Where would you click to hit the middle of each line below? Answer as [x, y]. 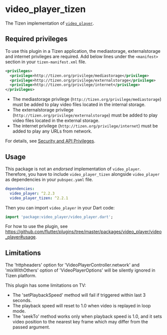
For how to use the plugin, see [36, 227]
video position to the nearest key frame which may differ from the [80, 322]
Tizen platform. [21, 276]
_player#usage [21, 237]
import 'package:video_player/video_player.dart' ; [59, 217]
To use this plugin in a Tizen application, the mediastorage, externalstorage [83, 51]
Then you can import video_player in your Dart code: [60, 207]
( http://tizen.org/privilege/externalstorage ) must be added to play [85, 115]
